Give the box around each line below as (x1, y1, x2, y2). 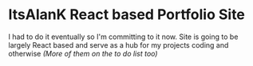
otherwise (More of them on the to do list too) (8, 49, 158, 58)
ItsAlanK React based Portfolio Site (8, 6, 246, 24)
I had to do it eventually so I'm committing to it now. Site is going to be (8, 32, 239, 41)
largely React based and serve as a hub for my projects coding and (8, 40, 229, 49)
